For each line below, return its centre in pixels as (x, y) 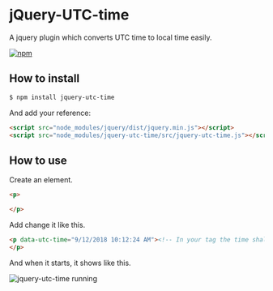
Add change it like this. (47, 225)
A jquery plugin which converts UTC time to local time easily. (111, 37)
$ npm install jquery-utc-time (62, 97)
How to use (38, 160)
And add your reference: (50, 113)
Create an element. (41, 180)
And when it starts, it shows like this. (70, 263)
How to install (45, 79)
